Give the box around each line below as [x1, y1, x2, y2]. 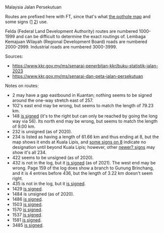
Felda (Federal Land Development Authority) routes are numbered [5, 28, 138, 34]
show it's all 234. [12, 149, 47, 155]
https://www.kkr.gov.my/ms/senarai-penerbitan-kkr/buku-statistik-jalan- [12, 63, 158, 69]
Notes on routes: [5, 83, 39, 89]
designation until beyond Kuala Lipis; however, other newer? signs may [12, 144, 155, 150]
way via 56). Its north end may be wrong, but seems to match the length [12, 118, 158, 124]
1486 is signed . [12, 196, 43, 202]
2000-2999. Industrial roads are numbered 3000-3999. [5, 44, 117, 49]
